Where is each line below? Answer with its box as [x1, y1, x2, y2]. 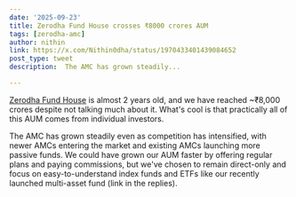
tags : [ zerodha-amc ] [9, 29, 86, 38]
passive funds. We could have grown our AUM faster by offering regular [9, 149, 273, 160]
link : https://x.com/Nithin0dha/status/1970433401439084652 [9, 46, 237, 55]
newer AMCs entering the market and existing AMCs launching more [9, 139, 260, 151]
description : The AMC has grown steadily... [9, 63, 180, 72]
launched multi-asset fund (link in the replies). [9, 177, 178, 188]
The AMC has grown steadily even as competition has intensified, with [9, 130, 267, 141]
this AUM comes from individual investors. [9, 113, 164, 124]
